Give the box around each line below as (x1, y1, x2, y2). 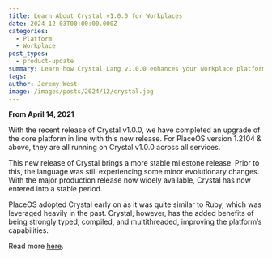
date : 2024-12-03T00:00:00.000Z (8, 19, 117, 28)
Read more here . (8, 241, 64, 252)
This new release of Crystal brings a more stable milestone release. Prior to (8, 158, 260, 168)
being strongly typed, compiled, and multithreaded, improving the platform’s (8, 217, 262, 227)
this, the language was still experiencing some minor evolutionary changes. (8, 167, 260, 177)
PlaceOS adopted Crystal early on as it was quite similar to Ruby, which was (8, 200, 261, 209)
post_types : (8, 49, 49, 58)
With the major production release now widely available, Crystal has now (8, 175, 251, 185)
